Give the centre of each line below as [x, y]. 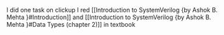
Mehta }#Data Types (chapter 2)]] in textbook [71, 24]
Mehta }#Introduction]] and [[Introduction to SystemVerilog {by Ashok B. [109, 17]
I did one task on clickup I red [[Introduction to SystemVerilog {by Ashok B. [112, 10]
